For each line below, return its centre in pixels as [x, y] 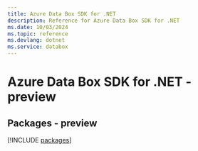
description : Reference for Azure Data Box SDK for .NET [94, 21]
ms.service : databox [38, 47]
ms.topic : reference [38, 34]
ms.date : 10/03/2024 [38, 27]
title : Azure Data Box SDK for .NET [62, 14]
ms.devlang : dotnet [36, 40]
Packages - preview [52, 123]
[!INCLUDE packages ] [40, 140]
